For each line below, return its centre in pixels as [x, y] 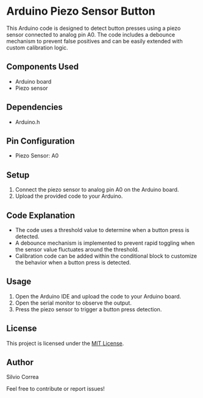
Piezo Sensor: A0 [37, 156]
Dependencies [34, 107]
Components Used [43, 67]
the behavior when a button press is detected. [73, 262]
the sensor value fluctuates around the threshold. [77, 249]
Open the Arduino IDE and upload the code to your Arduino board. [98, 296]
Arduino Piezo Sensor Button [81, 11]
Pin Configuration [41, 141]
